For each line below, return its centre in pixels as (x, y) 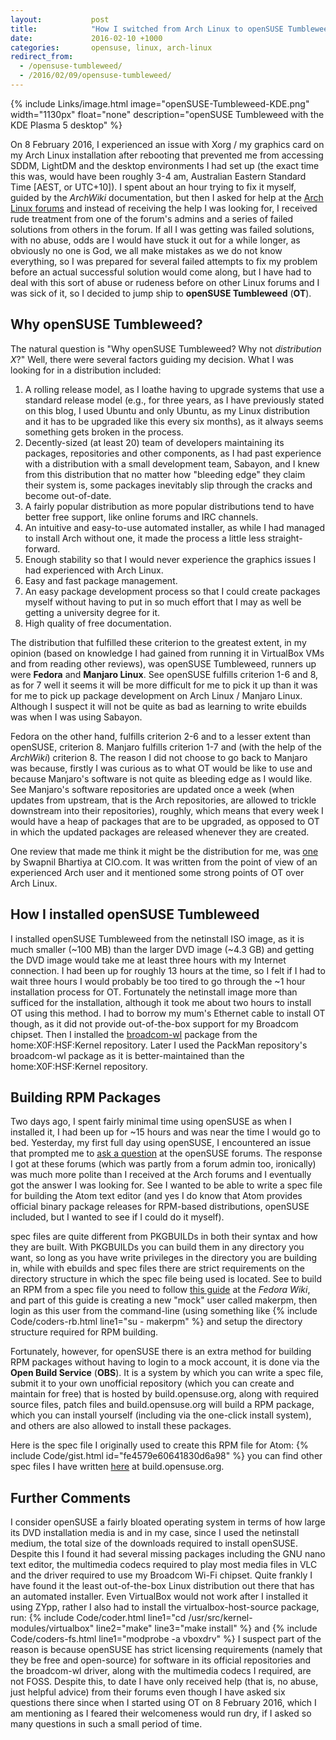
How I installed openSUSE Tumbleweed (135, 914)
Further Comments (71, 1497)
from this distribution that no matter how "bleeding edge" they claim (165, 474)
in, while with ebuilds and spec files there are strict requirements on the (157, 1268)
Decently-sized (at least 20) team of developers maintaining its (154, 442)
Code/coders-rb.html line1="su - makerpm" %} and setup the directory (156, 1322)
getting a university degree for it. (92, 612)
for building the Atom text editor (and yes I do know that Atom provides (156, 1196)
